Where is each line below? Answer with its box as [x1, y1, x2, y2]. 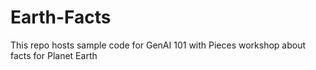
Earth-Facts [10, 6, 112, 29]
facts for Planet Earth [10, 49, 98, 61]
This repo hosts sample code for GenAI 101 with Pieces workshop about [10, 39, 307, 51]
